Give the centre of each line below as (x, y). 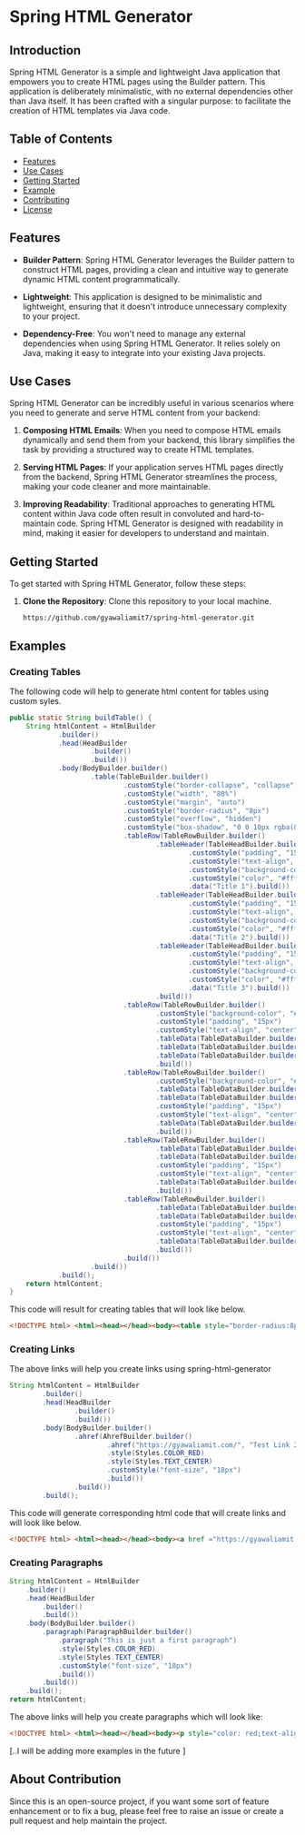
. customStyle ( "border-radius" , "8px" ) (197, 810)
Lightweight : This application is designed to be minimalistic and (142, 296)
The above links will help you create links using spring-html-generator (140, 1369)
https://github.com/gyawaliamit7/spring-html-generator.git (138, 618)
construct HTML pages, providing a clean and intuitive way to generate (155, 269)
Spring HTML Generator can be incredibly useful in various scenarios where (152, 403)
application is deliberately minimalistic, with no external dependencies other (151, 91)
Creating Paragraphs (56, 1562)
